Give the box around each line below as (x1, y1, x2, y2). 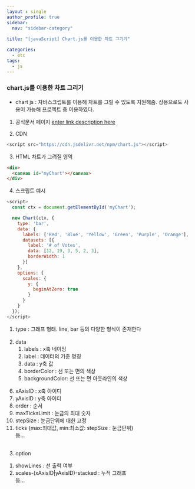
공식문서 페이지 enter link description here (15, 118, 115, 125)
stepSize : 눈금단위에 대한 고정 (15, 417, 87, 424)
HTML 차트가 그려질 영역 (15, 153, 73, 160)
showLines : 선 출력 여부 (15, 462, 73, 469)
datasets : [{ (22, 237, 55, 243)
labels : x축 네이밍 (24, 345, 67, 352)
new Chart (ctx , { (12, 215, 55, 221)
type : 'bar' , (17, 220, 49, 226)
